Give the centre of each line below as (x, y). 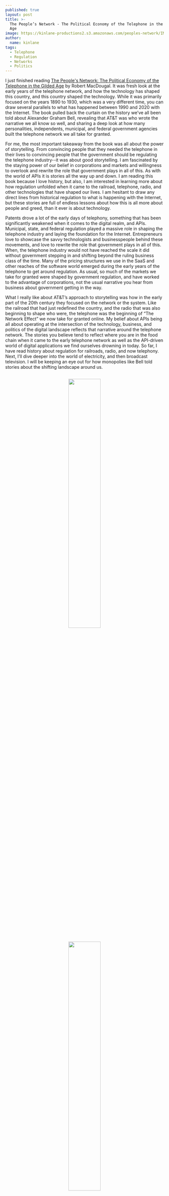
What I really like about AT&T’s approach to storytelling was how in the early (84, 298)
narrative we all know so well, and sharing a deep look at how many (75, 124)
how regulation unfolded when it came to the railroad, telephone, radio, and (83, 187)
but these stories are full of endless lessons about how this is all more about (84, 203)
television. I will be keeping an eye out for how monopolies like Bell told (79, 362)
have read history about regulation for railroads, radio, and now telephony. (82, 351)
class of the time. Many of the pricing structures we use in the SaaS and (80, 261)
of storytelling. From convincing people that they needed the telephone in (81, 149)
